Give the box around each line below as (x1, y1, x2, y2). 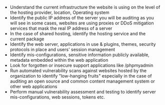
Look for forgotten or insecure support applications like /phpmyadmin (9, 62, 153, 68)
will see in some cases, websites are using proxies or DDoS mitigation (9, 20, 154, 26)
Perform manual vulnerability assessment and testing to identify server (9, 89, 156, 95)
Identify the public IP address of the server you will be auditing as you (9, 15, 154, 20)
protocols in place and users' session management (9, 47, 115, 52)
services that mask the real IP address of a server (9, 25, 112, 31)
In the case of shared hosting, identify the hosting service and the (9, 31, 146, 36)
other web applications (9, 84, 57, 89)
